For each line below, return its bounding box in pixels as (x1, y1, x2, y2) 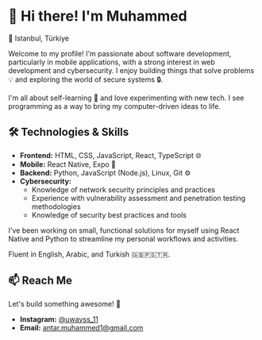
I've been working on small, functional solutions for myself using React (8, 226, 240, 235)
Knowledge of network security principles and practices (31, 184, 216, 194)
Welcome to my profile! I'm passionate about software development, (8, 48, 232, 58)
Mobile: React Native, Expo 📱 (19, 159, 117, 169)
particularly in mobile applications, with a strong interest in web (8, 57, 216, 67)
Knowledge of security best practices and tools (31, 210, 187, 219)
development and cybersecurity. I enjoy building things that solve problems (8, 65, 255, 75)
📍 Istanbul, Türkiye (8, 33, 70, 43)
